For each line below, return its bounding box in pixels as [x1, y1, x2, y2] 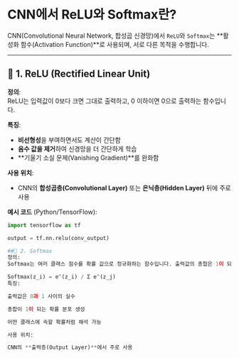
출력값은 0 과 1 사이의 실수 [7, 293, 76, 300]
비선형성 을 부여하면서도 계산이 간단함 [17, 136, 121, 144]
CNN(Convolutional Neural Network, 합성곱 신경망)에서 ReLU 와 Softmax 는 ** [7, 31, 223, 40]
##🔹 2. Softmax [7, 247, 53, 254]
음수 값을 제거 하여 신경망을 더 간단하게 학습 [17, 144, 137, 153]
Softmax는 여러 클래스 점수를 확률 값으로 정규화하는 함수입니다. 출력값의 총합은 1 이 [7, 261, 224, 268]
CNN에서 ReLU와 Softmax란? [7, 6, 177, 23]
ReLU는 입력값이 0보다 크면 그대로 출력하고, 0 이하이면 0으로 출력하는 [7, 97, 202, 105]
